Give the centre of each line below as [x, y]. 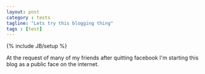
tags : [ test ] [24, 29]
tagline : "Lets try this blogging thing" [60, 23]
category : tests [28, 18]
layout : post [23, 12]
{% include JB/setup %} [37, 46]
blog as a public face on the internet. [53, 64]
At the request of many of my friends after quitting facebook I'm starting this [102, 58]
